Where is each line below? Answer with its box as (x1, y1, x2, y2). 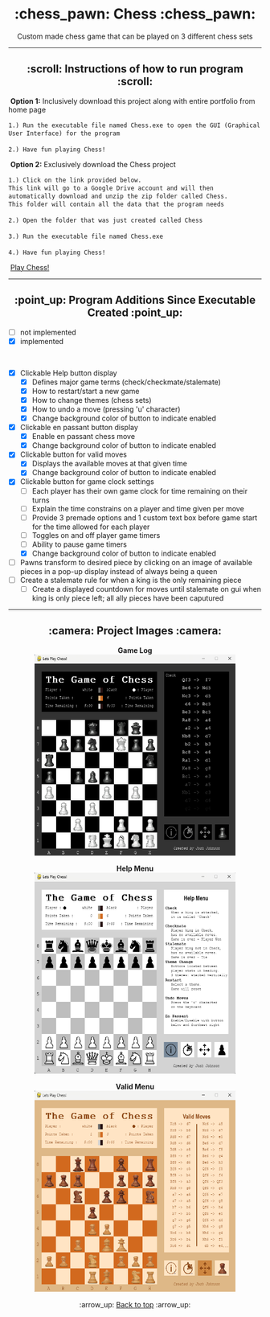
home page (8, 105, 47, 114)
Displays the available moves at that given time (31, 459, 187, 469)
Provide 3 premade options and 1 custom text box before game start (31, 512, 258, 523)
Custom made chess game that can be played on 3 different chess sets (17, 31, 253, 41)
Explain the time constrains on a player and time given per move (31, 503, 245, 513)
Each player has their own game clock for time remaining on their (31, 486, 247, 495)
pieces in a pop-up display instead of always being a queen (19, 566, 218, 576)
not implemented (19, 327, 76, 337)
